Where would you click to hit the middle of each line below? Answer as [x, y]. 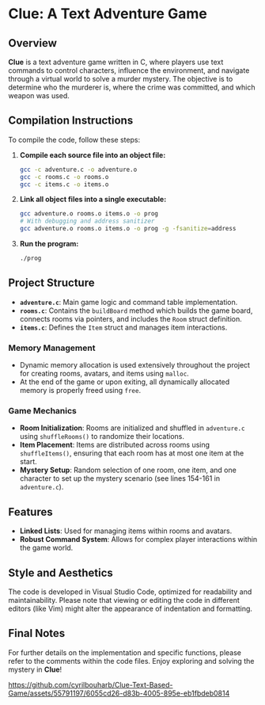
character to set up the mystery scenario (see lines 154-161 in [119, 478]
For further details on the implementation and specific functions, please [125, 652]
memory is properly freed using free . [80, 391]
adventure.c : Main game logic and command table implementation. [129, 302]
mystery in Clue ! [35, 669]
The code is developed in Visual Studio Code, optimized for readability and [130, 592]
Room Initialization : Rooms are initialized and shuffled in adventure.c [132, 428]
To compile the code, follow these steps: [74, 139]
